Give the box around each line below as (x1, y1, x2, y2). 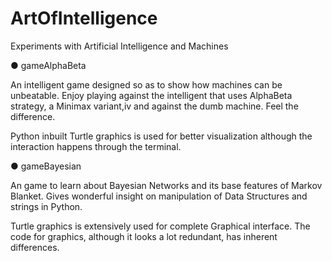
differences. (10, 241, 60, 253)
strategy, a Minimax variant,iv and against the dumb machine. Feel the (10, 100, 299, 112)
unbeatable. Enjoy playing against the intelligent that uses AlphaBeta (10, 89, 293, 101)
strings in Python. (10, 200, 83, 212)
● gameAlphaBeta (10, 59, 87, 71)
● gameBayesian (10, 160, 82, 172)
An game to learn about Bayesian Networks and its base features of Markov (10, 179, 323, 191)
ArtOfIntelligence (10, 7, 158, 30)
